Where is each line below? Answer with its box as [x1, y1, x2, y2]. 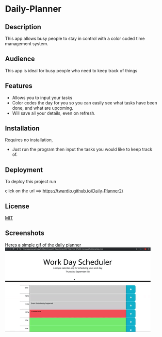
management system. [5, 41, 49, 47]
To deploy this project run [5, 179, 57, 185]
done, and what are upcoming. [12, 105, 74, 111]
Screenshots [5, 229, 45, 237]
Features [5, 82, 32, 90]
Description [5, 23, 41, 31]
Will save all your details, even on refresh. [12, 110, 96, 116]
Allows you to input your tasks [12, 95, 73, 101]
